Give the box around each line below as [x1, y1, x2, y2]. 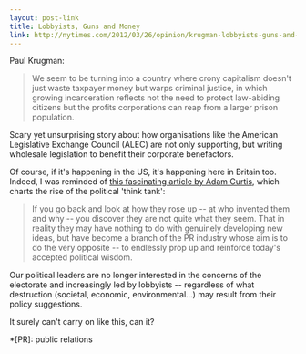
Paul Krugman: [9, 56, 66, 67]
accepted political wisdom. [31, 252, 134, 263]
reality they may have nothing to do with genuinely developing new [31, 223, 284, 234]
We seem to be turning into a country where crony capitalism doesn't [31, 73, 291, 84]
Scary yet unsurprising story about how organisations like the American [9, 130, 279, 141]
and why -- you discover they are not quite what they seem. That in [31, 213, 285, 224]
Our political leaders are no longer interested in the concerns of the [9, 270, 262, 281]
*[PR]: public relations [9, 334, 93, 345]
